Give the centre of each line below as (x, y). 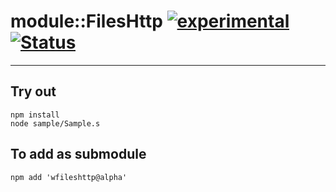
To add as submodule (78, 154)
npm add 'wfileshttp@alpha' (69, 177)
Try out (33, 91)
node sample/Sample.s (55, 123)
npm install (35, 115)
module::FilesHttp (86, 21)
